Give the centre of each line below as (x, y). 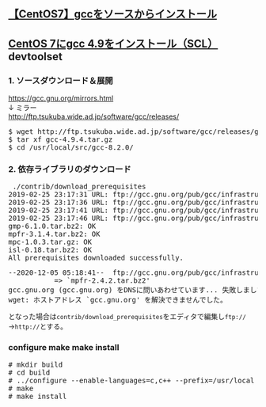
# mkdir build (36, 364)
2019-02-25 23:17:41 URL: (59, 211)
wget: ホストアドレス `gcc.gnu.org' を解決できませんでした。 (118, 300)
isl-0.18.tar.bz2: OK (50, 250)
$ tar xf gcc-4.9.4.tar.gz (61, 140)
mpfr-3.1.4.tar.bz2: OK (54, 234)
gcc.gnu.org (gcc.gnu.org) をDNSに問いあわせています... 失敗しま (129, 290)
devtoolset (36, 57)
